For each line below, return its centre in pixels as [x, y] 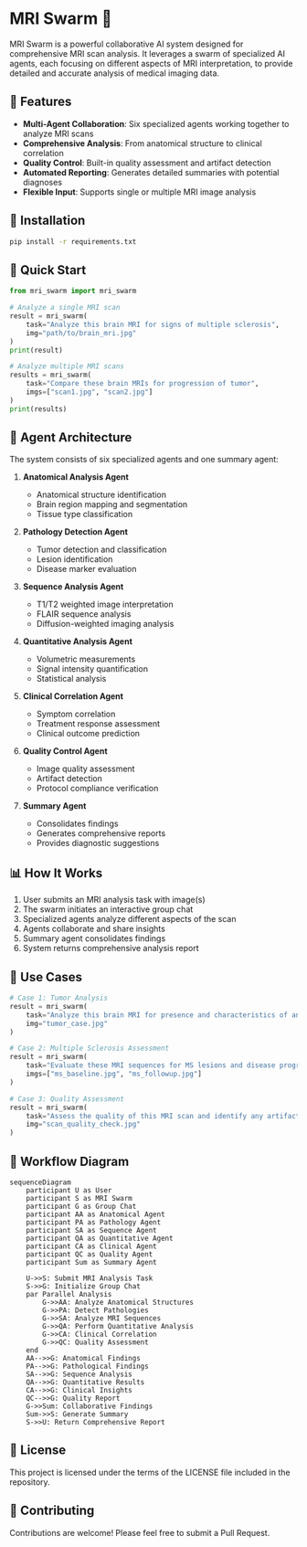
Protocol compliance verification [97, 789]
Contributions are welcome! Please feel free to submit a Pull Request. [140, 1532]
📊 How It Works [56, 873]
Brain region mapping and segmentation [112, 504]
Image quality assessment [85, 769]
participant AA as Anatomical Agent [96, 1214]
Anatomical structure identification [101, 495]
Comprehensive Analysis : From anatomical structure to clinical [142, 143]
